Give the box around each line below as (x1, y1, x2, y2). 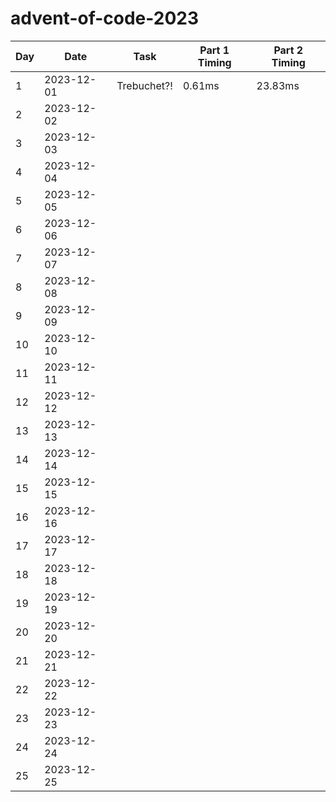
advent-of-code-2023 (10, 7, 200, 30)
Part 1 (199, 43, 230, 57)
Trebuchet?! (116, 78, 173, 92)
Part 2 (273, 43, 304, 57)
